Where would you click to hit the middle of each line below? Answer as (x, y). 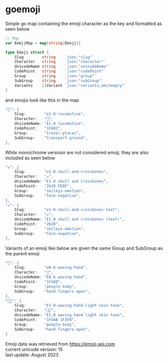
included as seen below (30, 158)
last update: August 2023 (32, 355)
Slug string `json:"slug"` (55, 57)
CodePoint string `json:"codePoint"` (60, 71)
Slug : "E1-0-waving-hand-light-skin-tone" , (69, 306)
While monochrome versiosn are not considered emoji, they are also (77, 152)
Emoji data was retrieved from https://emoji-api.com (60, 344)
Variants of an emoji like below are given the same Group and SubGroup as (84, 248)
